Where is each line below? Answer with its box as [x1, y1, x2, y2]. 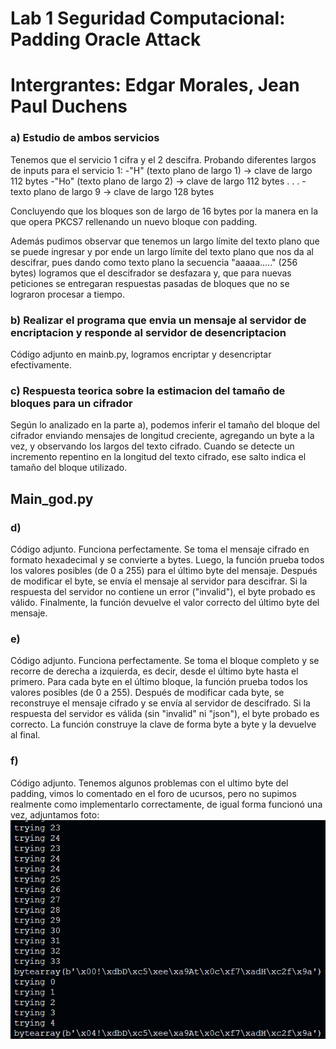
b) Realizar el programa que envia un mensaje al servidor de [10, 313, 307, 327]
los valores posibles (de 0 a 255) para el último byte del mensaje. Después [10, 564, 318, 576]
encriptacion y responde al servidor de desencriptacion [10, 325, 287, 339]
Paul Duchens [10, 95, 128, 118]
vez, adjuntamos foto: [10, 808, 100, 821]
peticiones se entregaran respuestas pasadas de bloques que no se [10, 277, 290, 289]
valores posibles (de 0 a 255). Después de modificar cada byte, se [10, 687, 285, 699]
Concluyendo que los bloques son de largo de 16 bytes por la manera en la [10, 205, 319, 217]
